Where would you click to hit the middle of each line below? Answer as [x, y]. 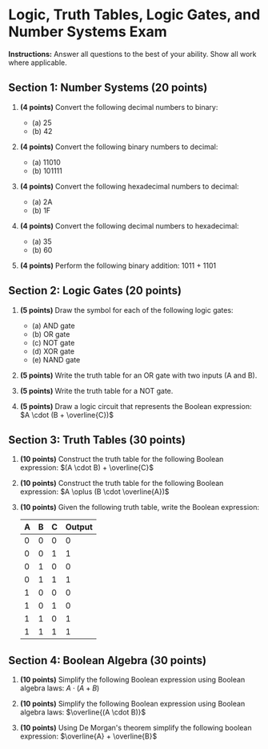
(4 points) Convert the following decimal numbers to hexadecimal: [129, 225]
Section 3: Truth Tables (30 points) [97, 440]
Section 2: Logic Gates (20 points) [95, 291]
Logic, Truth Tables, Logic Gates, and [134, 15]
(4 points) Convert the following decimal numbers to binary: [119, 107]
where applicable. [38, 63]
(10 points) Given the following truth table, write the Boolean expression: [140, 508]
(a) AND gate [53, 326]
